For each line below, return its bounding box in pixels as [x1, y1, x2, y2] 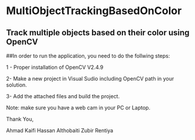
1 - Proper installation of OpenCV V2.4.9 [6, 64, 104, 71]
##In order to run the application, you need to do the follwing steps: [6, 52, 170, 59]
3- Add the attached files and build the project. [6, 93, 120, 99]
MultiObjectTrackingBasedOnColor [6, 4, 182, 18]
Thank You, [6, 116, 34, 122]
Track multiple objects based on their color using [6, 28, 190, 38]
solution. [6, 81, 28, 88]
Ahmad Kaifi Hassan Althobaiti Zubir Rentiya [6, 127, 114, 134]
